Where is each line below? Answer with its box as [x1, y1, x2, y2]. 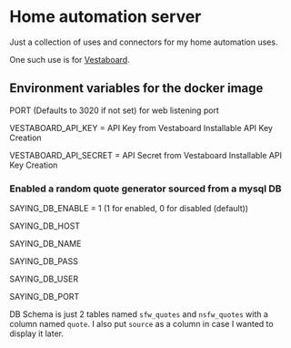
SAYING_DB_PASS [9, 256, 79, 267]
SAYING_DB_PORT [9, 292, 80, 302]
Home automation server [9, 6, 202, 27]
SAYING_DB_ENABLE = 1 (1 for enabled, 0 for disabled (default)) [9, 203, 248, 214]
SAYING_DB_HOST [9, 220, 80, 231]
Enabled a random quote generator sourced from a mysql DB [9, 182, 282, 195]
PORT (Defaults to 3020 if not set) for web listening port [9, 105, 220, 116]
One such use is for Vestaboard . [9, 54, 130, 65]
